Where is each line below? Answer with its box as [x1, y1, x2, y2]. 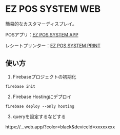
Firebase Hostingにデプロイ [12, 93, 72, 100]
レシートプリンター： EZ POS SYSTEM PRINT [5, 42, 101, 49]
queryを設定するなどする [12, 113, 66, 120]
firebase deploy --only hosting [5, 104, 74, 109]
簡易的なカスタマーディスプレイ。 [5, 21, 77, 27]
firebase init [5, 84, 36, 89]
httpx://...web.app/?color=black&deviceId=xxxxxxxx [5, 124, 115, 130]
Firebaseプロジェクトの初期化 [12, 73, 76, 80]
